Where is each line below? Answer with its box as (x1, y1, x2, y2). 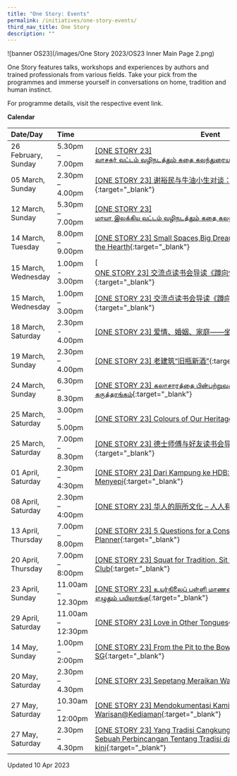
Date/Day (11, 130, 44, 140)
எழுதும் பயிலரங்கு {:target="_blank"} (95, 593, 209, 603)
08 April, (11, 497, 40, 507)
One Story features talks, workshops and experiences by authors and (7, 63, 209, 71)
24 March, (11, 380, 46, 390)
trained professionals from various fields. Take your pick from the (7, 71, 197, 79)
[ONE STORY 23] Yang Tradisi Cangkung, (95, 725, 233, 735)
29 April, (11, 613, 40, 623)
